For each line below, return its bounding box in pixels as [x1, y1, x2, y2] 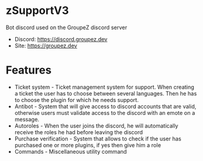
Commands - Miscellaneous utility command [14, 148, 127, 155]
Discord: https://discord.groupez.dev [14, 35, 108, 43]
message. [14, 115, 40, 123]
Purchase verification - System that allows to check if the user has [14, 135, 182, 142]
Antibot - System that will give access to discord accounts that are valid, [14, 103, 196, 110]
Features [5, 63, 52, 77]
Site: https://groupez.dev [14, 42, 77, 49]
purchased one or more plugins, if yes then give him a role [14, 141, 162, 149]
